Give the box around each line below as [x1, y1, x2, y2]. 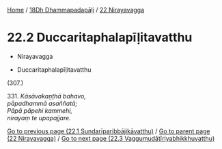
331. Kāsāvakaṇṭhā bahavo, [7, 92, 87, 100]
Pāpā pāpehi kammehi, [7, 106, 73, 115]
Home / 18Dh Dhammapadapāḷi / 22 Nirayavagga [7, 6, 145, 14]
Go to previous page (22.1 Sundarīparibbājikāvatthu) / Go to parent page [7, 126, 210, 135]
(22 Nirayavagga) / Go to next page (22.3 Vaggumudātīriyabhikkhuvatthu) [7, 134, 215, 142]
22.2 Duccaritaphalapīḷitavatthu [7, 30, 193, 45]
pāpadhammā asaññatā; [7, 99, 78, 107]
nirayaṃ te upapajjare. [7, 113, 72, 122]
